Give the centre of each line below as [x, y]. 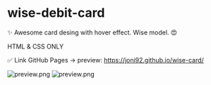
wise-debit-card [56, 13]
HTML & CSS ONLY [36, 46]
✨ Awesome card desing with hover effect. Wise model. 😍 [92, 32]
